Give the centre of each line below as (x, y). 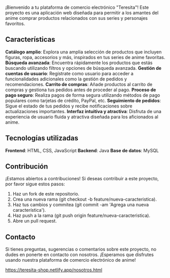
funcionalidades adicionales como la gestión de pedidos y (66, 79)
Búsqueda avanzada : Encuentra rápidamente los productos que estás (79, 63)
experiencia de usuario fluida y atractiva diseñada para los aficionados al (82, 117)
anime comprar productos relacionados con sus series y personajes (77, 18)
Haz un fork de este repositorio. (46, 194)
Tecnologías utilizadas (42, 138)
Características (30, 39)
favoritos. (15, 23)
